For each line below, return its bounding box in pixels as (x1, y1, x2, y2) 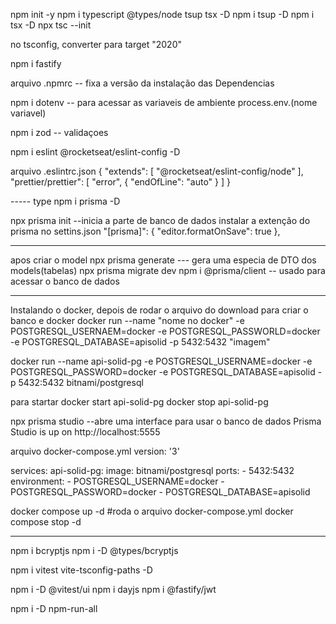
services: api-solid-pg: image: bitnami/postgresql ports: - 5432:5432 (10, 465, 295, 476)
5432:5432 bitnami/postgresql (18, 377, 144, 388)
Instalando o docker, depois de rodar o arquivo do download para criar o (10, 304, 309, 316)
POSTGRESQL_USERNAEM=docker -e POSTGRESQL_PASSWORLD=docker (10, 325, 321, 337)
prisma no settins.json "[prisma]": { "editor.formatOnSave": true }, (10, 225, 281, 237)
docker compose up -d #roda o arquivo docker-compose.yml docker (10, 505, 294, 517)
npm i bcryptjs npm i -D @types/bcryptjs (10, 545, 179, 556)
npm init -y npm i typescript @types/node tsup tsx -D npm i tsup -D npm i (10, 9, 315, 20)
